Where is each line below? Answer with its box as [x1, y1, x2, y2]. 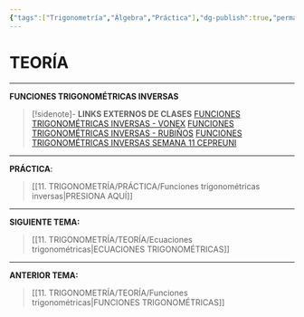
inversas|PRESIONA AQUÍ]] [31, 190, 133, 201]
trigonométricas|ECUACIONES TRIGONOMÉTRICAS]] [31, 244, 231, 255]
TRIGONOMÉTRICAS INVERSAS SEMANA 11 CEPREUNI [31, 137, 237, 148]
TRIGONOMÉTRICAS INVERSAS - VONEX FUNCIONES [31, 118, 234, 129]
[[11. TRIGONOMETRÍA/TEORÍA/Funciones [31, 287, 188, 298]
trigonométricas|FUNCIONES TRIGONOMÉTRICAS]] [31, 296, 225, 308]
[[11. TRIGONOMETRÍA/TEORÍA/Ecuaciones [31, 234, 193, 245]
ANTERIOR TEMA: [9, 269, 79, 281]
